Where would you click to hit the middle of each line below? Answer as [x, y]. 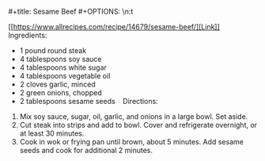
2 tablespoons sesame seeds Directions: [89, 101]
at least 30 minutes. [52, 133]
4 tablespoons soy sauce [61, 59]
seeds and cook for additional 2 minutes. [86, 150]
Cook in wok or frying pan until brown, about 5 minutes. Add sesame [131, 142]
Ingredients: [28, 35]
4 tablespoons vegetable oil [65, 76]
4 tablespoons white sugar [63, 67]
